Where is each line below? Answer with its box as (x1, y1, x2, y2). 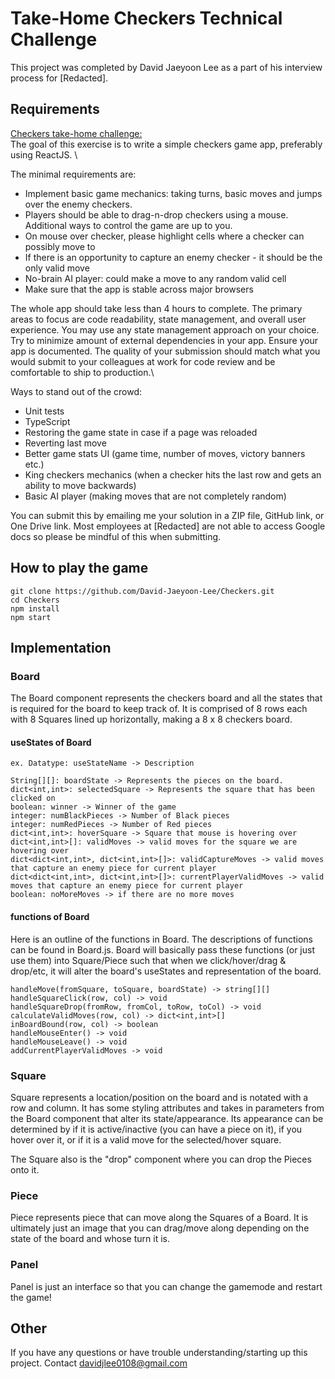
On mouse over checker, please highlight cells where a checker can (24, 230, 305, 242)
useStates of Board (10, 736, 92, 748)
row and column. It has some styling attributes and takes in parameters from (10, 1102, 325, 1114)
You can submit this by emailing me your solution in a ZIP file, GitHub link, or (10, 509, 325, 521)
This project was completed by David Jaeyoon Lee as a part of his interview (10, 61, 323, 73)
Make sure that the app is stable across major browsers (24, 283, 254, 295)
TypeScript (24, 415, 71, 427)
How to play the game (10, 560, 149, 577)
